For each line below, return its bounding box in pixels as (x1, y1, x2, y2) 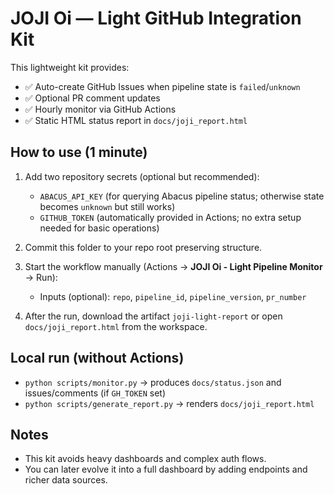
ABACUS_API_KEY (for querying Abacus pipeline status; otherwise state (39, 190, 325, 202)
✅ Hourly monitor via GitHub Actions (24, 103, 177, 115)
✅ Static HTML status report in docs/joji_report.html (24, 114, 248, 126)
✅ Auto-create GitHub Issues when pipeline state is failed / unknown (24, 80, 301, 92)
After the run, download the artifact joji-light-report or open (24, 310, 283, 322)
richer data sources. (24, 474, 108, 486)
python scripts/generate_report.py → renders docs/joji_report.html (24, 397, 315, 409)
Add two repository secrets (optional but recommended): (24, 170, 260, 182)
